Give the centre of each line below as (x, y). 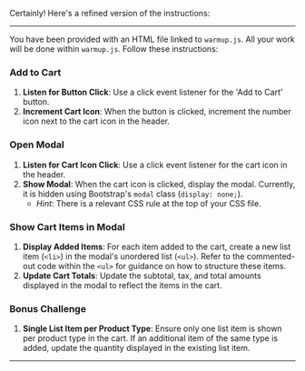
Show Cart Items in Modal (67, 226)
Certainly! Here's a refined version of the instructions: (110, 13)
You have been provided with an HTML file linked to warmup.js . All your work (152, 39)
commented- (271, 256)
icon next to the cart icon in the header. (96, 121)
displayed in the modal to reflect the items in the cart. (122, 285)
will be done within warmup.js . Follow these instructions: (114, 49)
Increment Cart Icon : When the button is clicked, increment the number (157, 112)
